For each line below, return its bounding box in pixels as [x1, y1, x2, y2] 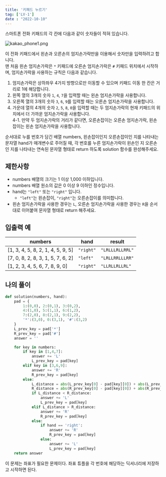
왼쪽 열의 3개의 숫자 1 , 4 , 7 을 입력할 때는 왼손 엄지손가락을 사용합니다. [12, 92, 147, 98]
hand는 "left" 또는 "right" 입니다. [12, 189, 82, 195]
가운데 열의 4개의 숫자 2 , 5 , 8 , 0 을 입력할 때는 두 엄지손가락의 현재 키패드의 [12, 105, 156, 111]
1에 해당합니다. [21, 86, 50, 92]
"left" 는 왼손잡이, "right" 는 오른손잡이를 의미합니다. [19, 195, 124, 201]
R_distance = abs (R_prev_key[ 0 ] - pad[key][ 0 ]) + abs [31, 386, 145, 391]
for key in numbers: [14, 345, 56, 350]
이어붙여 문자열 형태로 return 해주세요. [21, 207, 96, 213]
